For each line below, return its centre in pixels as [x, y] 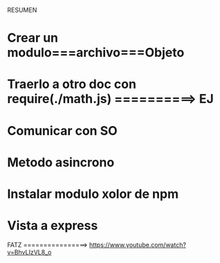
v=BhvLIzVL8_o [29, 252]
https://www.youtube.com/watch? [138, 244]
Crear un [33, 38]
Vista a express [53, 226]
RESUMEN [22, 10]
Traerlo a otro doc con [72, 84]
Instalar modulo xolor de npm [93, 194]
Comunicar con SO [62, 130]
